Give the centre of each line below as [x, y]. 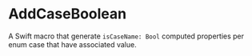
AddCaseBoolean [67, 14]
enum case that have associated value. [73, 44]
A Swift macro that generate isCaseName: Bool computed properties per [126, 36]
